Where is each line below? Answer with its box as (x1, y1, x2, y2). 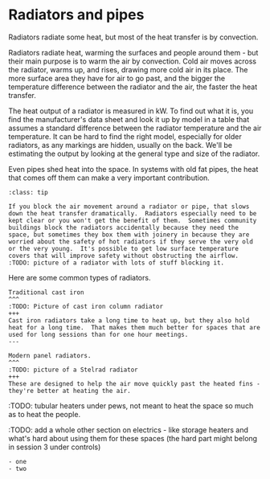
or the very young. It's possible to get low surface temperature (8, 244, 239, 252)
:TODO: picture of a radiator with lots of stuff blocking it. (8, 259, 225, 267)
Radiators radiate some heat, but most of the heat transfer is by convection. (8, 32, 259, 42)
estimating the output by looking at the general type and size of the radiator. (8, 149, 260, 158)
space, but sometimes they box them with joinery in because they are (8, 231, 250, 239)
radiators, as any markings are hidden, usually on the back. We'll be (8, 140, 233, 149)
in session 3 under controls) (8, 442, 101, 452)
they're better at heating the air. (8, 387, 131, 395)
